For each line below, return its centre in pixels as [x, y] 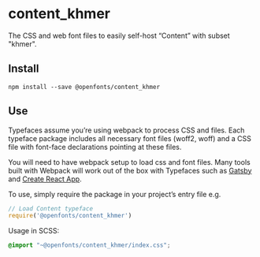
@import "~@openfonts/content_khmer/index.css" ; [89, 245]
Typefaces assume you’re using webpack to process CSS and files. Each [126, 130]
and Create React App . [45, 179]
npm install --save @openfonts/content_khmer [84, 87]
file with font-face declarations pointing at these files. [95, 147]
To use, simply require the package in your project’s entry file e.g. [115, 194]
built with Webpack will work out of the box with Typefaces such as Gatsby [130, 170]
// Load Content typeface [50, 209]
